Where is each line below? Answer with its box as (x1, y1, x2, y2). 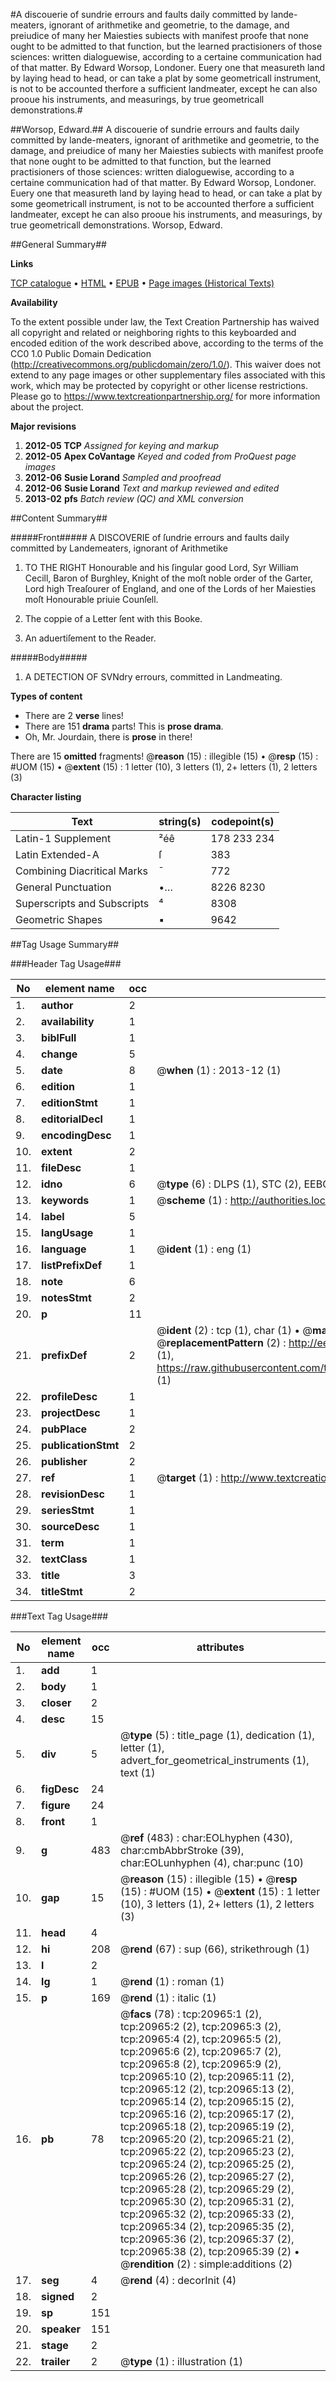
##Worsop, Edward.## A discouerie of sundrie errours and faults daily (10, 124, 300, 135)
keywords (41, 1194, 90, 1207)
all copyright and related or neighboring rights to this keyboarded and (10, 327, 297, 338)
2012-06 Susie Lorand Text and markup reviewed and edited (24, 482, 280, 494)
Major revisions (10, 420, 77, 432)
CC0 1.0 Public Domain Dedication (10, 348, 152, 359)
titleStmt (41, 1585, 83, 1598)
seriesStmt (41, 1504, 95, 1517)
